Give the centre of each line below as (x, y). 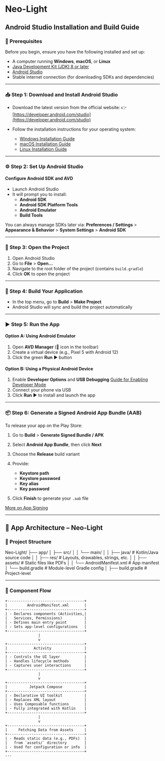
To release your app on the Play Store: (44, 425)
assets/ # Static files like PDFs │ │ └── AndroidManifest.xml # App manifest (82, 563)
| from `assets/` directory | (46, 743)
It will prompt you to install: (40, 195)
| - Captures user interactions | (46, 665)
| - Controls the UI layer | (46, 657)
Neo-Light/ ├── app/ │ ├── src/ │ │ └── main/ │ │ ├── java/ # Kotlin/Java (82, 552)
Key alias (29, 483)
